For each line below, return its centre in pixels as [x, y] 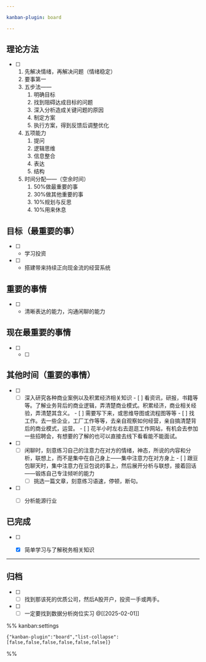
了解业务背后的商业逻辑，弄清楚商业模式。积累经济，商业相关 [113, 405]
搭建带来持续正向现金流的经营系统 [67, 268]
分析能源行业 [40, 500]
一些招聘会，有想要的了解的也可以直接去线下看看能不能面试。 [102, 436]
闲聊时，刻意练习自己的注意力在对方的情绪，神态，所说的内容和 [105, 450]
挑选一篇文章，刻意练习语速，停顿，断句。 [87, 481]
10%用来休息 [50, 210]
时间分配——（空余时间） [57, 179]
